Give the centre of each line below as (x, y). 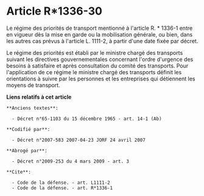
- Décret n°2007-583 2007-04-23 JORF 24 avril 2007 (79, 140)
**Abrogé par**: (27, 150)
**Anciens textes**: (33, 108)
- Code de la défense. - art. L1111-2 (61, 183)
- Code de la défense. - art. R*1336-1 (62, 188)
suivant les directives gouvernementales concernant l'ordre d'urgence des (100, 59)
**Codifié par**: (28, 129)
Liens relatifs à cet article (39, 97)
